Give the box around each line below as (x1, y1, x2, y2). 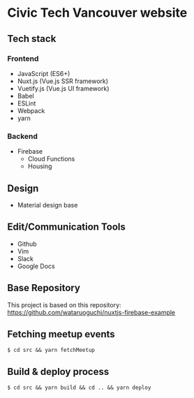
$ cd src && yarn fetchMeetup (7, 347, 96, 354)
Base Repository (7, 282, 80, 294)
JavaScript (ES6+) (17, 69, 70, 78)
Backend (7, 131, 38, 141)
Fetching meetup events (7, 328, 115, 340)
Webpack (17, 106, 45, 115)
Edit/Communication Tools (7, 221, 126, 233)
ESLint (17, 99, 36, 108)
